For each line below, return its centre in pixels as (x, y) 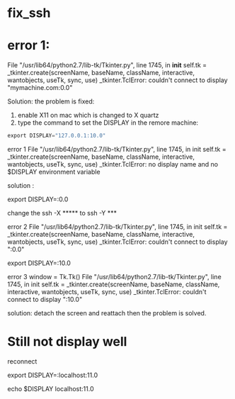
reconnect (22, 361)
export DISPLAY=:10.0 (39, 263)
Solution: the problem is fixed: (51, 101)
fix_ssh (29, 13)
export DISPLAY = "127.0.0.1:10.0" (57, 136)
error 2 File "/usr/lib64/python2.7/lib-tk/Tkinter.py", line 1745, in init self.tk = (117, 227)
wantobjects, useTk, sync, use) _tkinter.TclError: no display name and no (113, 164)
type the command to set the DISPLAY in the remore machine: (108, 123)
